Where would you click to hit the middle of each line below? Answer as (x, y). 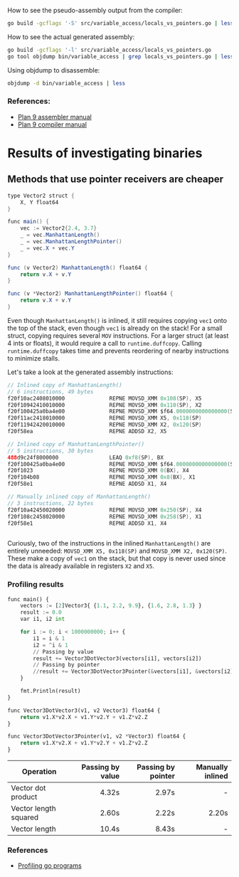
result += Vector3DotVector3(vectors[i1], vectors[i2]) (117, 658)
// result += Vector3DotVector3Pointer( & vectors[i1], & (116, 671)
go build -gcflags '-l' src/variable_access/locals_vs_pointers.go (110, 50)
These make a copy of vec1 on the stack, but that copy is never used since (117, 558)
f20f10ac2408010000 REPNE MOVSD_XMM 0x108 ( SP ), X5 (105, 398)
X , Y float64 (39, 202)
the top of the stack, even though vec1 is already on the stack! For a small (115, 328)
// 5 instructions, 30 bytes (51, 451)
